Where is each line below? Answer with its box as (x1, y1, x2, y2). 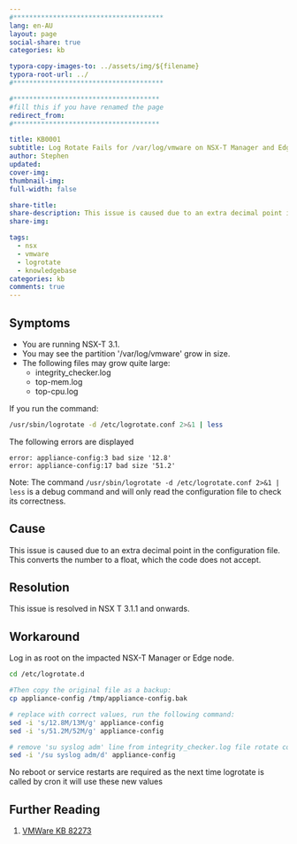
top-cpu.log (34, 386, 79, 396)
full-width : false (9, 184, 77, 193)
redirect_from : (9, 111, 65, 120)
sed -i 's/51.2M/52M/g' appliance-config (9, 726, 164, 736)
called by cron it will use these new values (9, 777, 164, 787)
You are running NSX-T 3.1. (21, 339, 120, 349)
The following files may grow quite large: (21, 357, 171, 368)
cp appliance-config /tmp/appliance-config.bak (9, 694, 188, 703)
